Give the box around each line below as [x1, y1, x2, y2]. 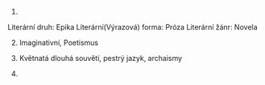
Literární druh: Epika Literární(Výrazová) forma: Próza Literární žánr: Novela [7, 22, 259, 31]
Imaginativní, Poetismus [19, 38, 98, 47]
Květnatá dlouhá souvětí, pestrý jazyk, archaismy [19, 54, 183, 63]
